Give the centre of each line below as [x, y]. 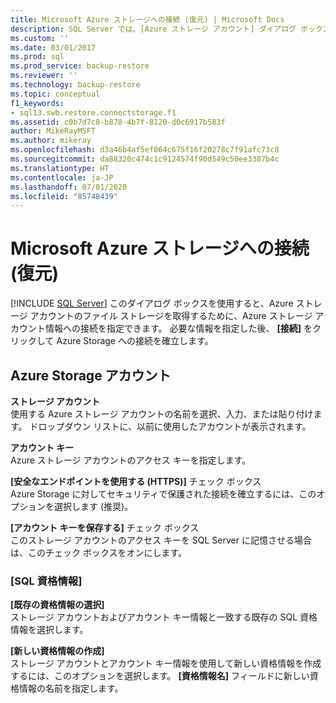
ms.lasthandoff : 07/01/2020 [69, 187]
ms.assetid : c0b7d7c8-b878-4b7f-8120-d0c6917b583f [118, 122]
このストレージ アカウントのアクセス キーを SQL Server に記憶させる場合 [161, 540]
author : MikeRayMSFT [53, 131]
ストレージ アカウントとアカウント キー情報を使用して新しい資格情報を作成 [166, 663]
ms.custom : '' [40, 38]
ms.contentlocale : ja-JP [62, 177]
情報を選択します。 [49, 630]
